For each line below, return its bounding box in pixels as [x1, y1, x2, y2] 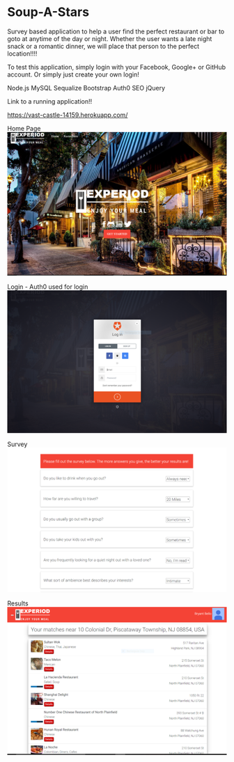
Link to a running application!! [7, 97, 93, 105]
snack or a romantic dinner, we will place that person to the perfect [7, 42, 200, 50]
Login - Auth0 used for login [7, 283, 88, 291]
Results [7, 599, 29, 608]
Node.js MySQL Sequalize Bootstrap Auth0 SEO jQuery [7, 84, 166, 92]
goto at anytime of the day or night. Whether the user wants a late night [7, 34, 212, 42]
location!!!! [7, 49, 38, 58]
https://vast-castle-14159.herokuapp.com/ [7, 111, 128, 119]
